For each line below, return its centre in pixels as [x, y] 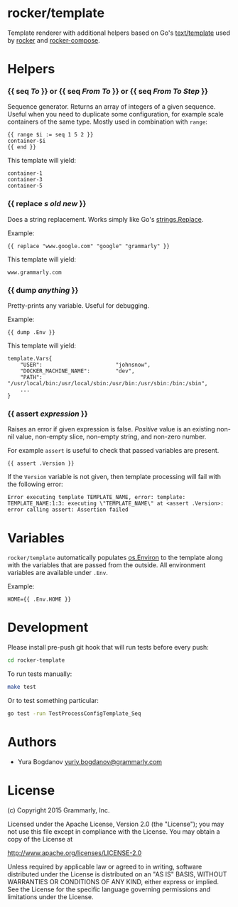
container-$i [27, 141]
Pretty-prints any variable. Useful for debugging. [79, 306]
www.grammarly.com [34, 272]
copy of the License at [40, 839]
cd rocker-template [36, 660]
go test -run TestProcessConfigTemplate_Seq [74, 713]
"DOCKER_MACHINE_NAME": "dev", [77, 371]
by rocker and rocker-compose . [54, 40]
